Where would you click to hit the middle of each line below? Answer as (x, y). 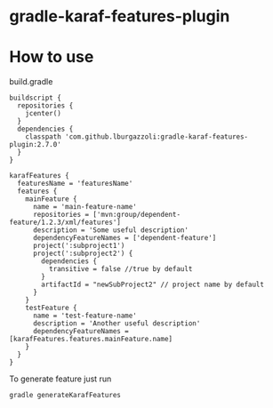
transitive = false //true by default (120, 269)
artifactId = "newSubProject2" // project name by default (153, 285)
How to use (52, 57)
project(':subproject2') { (83, 254)
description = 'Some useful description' (111, 230)
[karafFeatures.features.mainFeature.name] (91, 340)
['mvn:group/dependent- (136, 215)
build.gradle (31, 82)
